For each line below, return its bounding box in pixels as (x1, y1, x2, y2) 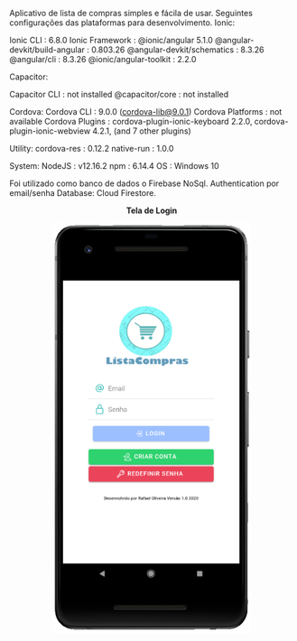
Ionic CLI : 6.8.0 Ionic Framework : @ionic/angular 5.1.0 (9, 35, 214, 45)
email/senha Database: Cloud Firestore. (9, 188, 156, 198)
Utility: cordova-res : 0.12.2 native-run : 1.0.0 (9, 144, 174, 153)
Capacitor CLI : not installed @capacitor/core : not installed (9, 89, 229, 99)
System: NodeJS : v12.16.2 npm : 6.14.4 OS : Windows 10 (9, 161, 219, 171)
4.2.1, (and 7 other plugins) (92, 125, 191, 136)
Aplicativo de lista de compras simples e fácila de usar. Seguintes (9, 8, 253, 18)
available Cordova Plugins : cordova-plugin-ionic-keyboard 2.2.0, (9, 116, 253, 126)
